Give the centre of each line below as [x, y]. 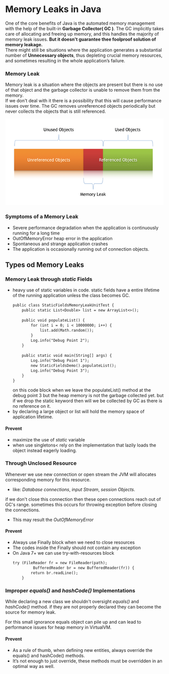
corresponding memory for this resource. [48, 480]
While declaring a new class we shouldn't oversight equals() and [72, 602]
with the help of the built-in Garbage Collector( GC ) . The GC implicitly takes [84, 28]
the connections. [23, 510]
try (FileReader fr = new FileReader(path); [60, 563]
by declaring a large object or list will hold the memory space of [78, 412]
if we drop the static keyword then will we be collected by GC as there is [87, 401]
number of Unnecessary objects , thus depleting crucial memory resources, [84, 55]
